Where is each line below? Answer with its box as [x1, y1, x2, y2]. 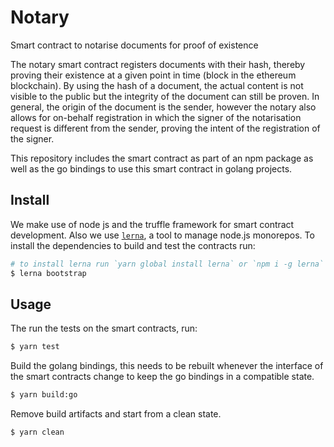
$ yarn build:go [10, 390, 78, 400]
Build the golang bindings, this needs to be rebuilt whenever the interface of [10, 360, 324, 372]
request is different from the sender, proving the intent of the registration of [10, 122, 321, 134]
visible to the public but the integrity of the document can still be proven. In [10, 90, 320, 102]
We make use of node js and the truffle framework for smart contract [10, 218, 295, 230]
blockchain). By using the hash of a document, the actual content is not [10, 79, 304, 91]
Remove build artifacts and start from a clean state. [10, 408, 222, 420]
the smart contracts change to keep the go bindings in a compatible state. [10, 371, 315, 383]
